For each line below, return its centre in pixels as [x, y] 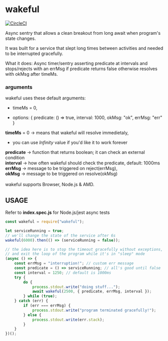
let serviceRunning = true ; [35, 231]
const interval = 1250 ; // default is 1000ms [63, 273]
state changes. [21, 38]
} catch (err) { [31, 301]
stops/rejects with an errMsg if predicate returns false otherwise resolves [81, 69]
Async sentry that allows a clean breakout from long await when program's [83, 33]
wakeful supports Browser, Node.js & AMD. [50, 185]
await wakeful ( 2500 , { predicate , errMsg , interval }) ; [92, 292]
